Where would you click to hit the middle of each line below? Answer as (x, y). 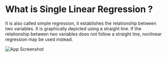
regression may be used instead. (39, 39)
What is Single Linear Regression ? (79, 9)
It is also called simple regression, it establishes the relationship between (81, 23)
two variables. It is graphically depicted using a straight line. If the (73, 28)
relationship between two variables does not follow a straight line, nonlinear (83, 34)
